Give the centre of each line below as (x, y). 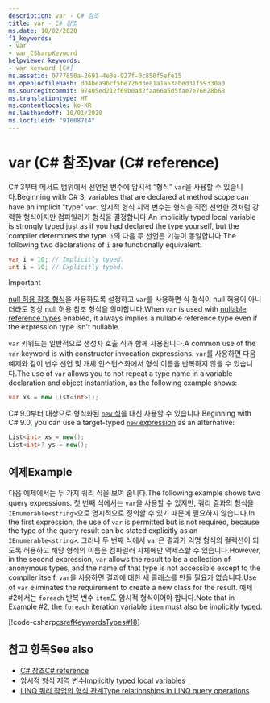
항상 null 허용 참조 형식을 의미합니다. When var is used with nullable (138, 309)
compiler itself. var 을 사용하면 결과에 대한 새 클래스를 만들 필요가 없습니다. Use (133, 577)
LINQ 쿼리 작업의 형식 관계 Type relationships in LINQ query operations (135, 690)
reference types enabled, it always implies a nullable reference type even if (133, 318)
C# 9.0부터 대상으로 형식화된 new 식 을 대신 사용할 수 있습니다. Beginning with (130, 414)
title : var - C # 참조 (43, 23)
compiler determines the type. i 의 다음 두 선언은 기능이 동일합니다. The (122, 235)
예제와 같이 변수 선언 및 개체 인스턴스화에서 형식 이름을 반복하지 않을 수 (120, 363)
